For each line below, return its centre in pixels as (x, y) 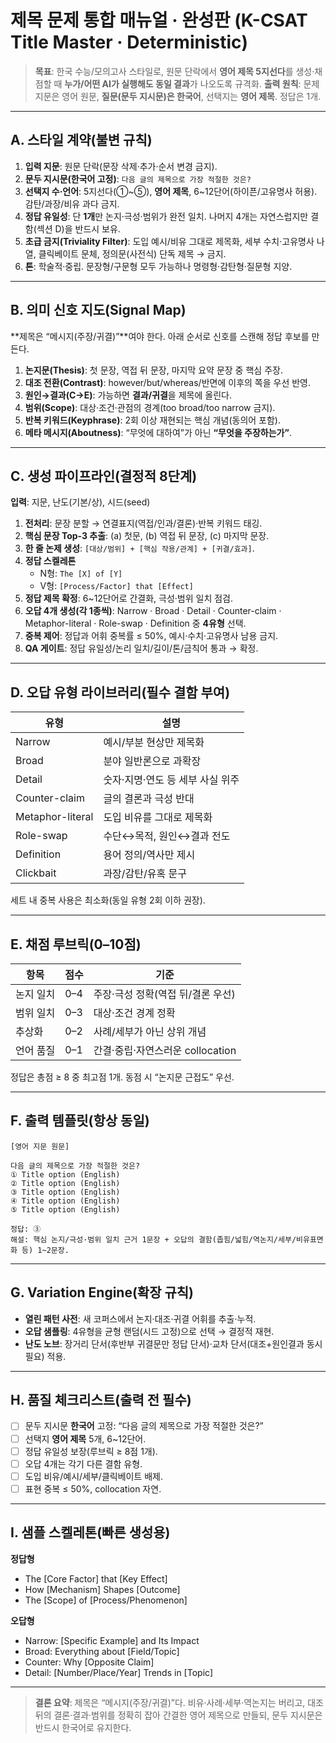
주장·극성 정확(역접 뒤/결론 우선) (164, 994)
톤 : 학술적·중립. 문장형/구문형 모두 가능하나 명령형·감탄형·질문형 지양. (158, 266)
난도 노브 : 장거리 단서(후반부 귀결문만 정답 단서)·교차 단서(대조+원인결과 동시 (173, 1343)
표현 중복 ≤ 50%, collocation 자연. (93, 1488)
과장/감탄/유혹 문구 (145, 874)
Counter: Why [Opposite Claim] (89, 1662)
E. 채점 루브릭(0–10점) (76, 944)
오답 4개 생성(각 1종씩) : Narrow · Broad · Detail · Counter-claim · (153, 611)
